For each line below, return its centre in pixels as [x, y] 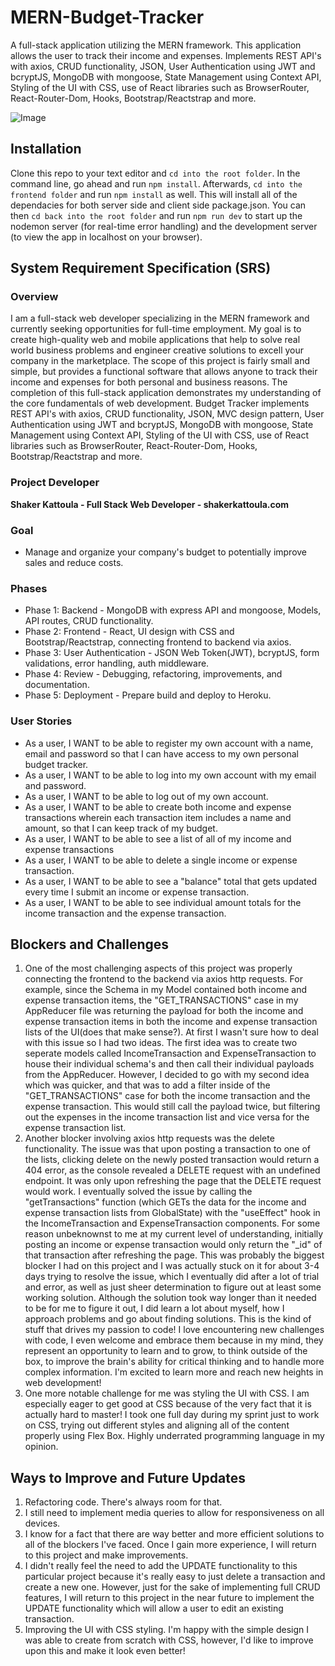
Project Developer [55, 483]
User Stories [41, 721]
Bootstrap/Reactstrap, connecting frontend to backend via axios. [158, 642]
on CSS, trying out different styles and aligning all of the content [157, 1425]
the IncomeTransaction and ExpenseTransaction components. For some [172, 1223]
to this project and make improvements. [106, 1555]
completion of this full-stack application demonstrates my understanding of [166, 393]
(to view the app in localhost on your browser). [106, 237]
